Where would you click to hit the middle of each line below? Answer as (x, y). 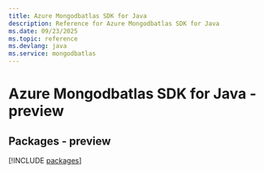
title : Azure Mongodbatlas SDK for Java (78, 16)
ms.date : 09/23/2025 (43, 31)
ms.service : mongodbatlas (52, 54)
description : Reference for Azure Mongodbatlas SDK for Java (114, 24)
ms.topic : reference (43, 39)
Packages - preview (60, 141)
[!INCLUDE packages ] (45, 160)
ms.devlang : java (38, 46)
